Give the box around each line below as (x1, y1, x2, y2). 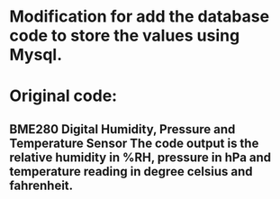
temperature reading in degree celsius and (9, 164, 253, 179)
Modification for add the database (9, 6, 270, 27)
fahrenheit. (9, 177, 74, 193)
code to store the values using (9, 25, 240, 46)
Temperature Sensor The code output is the (9, 135, 259, 150)
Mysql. (9, 45, 63, 65)
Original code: (9, 86, 118, 106)
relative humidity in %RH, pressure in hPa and (9, 149, 272, 165)
